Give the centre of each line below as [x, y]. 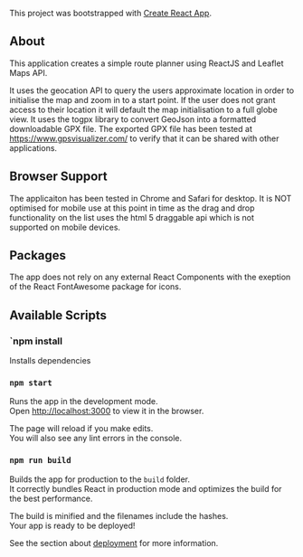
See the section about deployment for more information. [114, 543]
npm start [31, 383]
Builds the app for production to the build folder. [100, 479]
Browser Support [59, 177]
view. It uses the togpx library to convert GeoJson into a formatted [133, 119]
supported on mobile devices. [65, 227]
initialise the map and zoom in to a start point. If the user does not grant [142, 99]
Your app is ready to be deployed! [72, 525]
